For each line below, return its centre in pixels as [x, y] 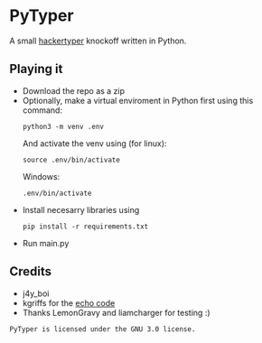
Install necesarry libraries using [81, 209]
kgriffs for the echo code [69, 302]
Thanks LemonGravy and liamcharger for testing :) [116, 312]
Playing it [36, 69]
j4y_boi [36, 293]
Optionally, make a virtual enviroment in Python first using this [138, 100]
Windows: [41, 176]
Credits [31, 272]
